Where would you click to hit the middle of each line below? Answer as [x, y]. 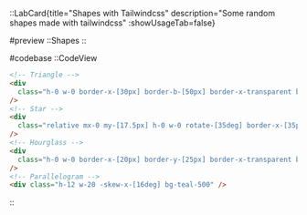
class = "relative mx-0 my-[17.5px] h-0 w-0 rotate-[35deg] [131, 126]
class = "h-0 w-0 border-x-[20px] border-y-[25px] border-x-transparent [155, 159]
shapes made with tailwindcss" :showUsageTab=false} [113, 23]
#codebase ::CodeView [53, 58]
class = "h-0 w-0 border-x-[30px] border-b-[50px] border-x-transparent [155, 92]
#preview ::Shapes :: [48, 41]
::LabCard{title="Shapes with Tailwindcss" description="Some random [143, 13]
